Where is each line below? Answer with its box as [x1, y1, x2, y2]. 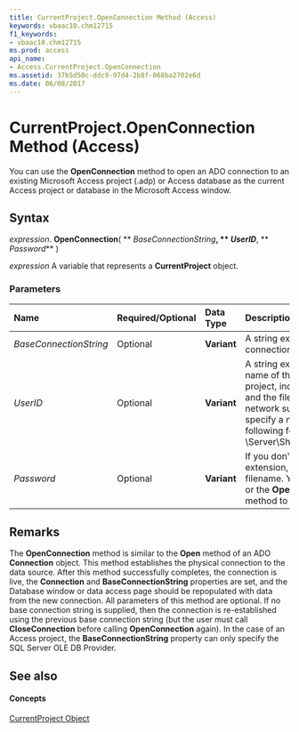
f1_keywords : [9, 29, 58, 38]
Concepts [9, 693, 46, 704]
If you [245, 450, 270, 463]
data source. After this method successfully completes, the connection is [9, 567, 278, 578]
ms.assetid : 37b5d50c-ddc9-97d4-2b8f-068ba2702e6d [9, 71, 201, 80]
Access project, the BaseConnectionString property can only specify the [9, 633, 279, 644]
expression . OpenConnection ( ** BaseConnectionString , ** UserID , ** [9, 234, 269, 245]
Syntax [9, 210, 50, 225]
